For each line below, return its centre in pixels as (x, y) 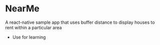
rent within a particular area (33, 27)
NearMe (22, 9)
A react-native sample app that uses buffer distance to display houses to (80, 22)
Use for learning (29, 37)
